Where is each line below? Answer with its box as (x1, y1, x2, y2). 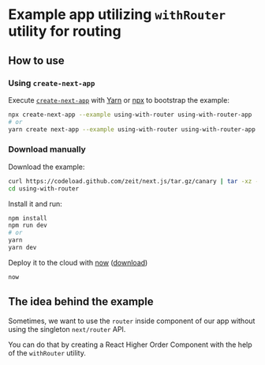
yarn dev (8, 243, 37, 252)
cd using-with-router (8, 184, 80, 193)
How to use (8, 54, 65, 67)
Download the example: (8, 162, 85, 171)
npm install (8, 214, 47, 222)
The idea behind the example (8, 295, 154, 309)
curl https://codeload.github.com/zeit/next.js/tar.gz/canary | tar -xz (8, 177, 252, 185)
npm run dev (8, 221, 47, 230)
